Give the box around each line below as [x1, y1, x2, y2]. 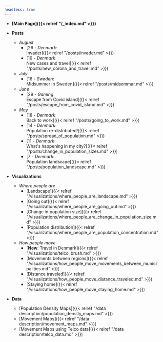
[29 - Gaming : [26, 91, 55, 97]
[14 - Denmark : [26, 122, 57, 128]
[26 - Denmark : [26, 44, 58, 50]
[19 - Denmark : [26, 55, 57, 61]
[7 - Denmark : [26, 153, 55, 159]
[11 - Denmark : [26, 138, 56, 144]
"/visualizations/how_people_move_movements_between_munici [26, 261, 157, 266]
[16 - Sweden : [26, 76, 55, 81]
